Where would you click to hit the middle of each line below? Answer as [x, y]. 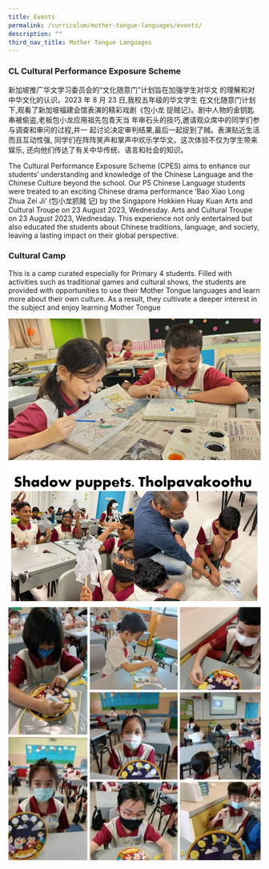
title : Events [32, 17]
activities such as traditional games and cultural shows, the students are [127, 282]
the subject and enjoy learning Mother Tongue [85, 307]
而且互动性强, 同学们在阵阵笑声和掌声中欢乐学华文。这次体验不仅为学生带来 [133, 139]
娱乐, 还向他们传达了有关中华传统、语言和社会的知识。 [98, 150]
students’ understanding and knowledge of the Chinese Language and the [131, 174]
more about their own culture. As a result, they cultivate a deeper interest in [133, 298]
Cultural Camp [37, 256]
